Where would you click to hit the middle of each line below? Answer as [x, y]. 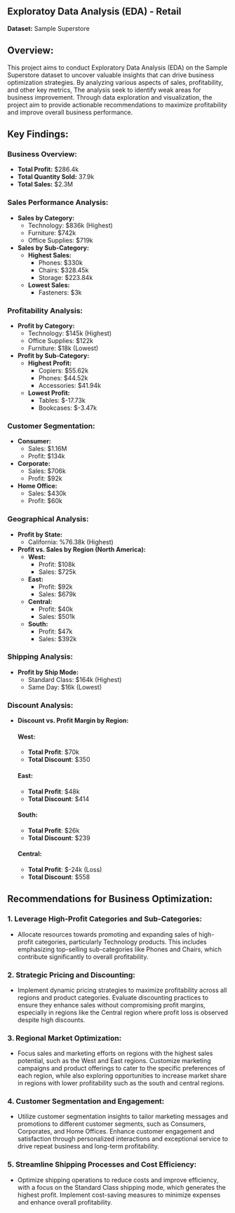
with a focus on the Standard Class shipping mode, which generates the [121, 1187]
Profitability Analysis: [45, 310]
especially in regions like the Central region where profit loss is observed [123, 1012]
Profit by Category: [46, 326]
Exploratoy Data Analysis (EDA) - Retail [94, 12]
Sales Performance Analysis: [58, 203]
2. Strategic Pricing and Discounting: [71, 974]
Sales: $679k [57, 594]
